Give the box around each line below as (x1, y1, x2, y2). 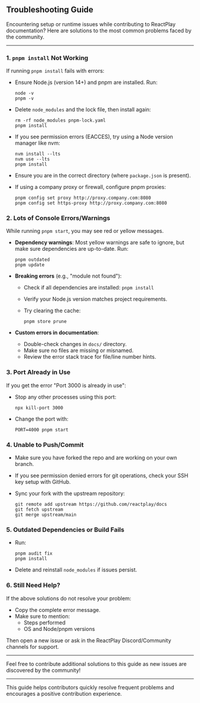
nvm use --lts (14, 156, 50, 163)
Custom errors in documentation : (14, 329, 99, 336)
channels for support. (6, 643, 60, 650)
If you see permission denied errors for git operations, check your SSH (14, 472, 189, 479)
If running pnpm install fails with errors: (6, 67, 105, 74)
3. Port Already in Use (6, 368, 71, 377)
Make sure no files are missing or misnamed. (23, 347, 134, 354)
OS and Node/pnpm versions (23, 625, 95, 632)
